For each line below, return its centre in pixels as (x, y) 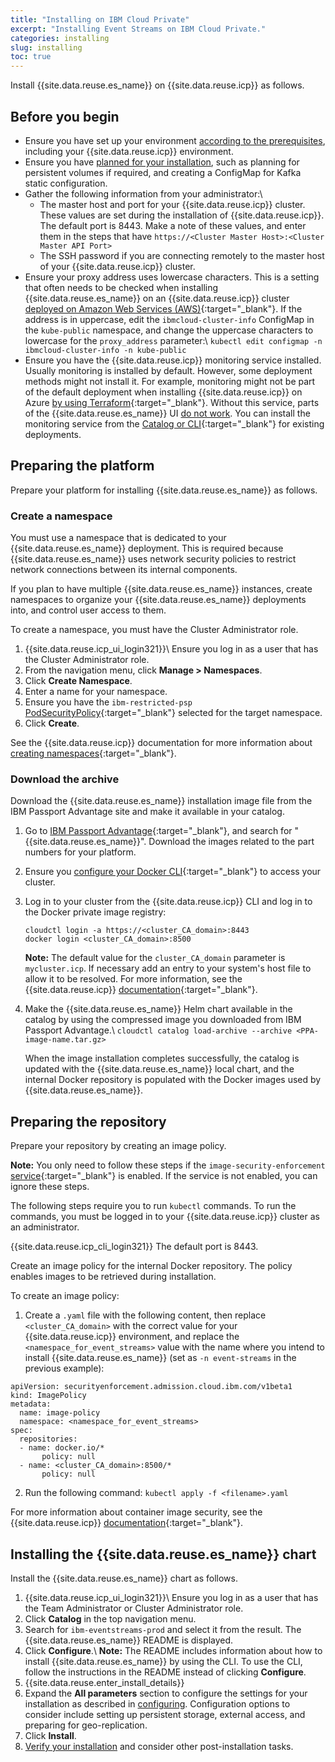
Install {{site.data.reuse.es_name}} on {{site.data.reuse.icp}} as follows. (157, 85)
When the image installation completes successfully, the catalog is (162, 1058)
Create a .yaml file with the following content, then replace (145, 1315)
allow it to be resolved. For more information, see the (133, 979)
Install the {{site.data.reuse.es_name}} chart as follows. (124, 1578)
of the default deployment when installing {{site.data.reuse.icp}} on (163, 392)
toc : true (31, 57)
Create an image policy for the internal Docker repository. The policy (151, 1266)
